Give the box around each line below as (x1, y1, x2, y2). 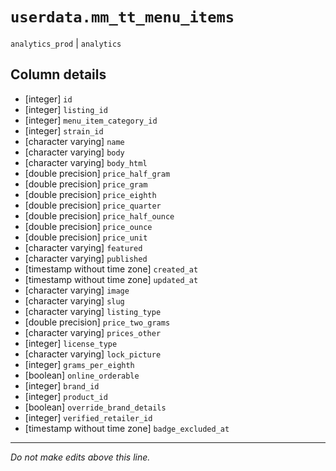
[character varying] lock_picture (24, 348, 162, 360)
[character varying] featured (24, 241, 143, 253)
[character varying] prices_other (24, 326, 162, 338)
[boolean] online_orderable (24, 369, 140, 381)
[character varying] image (24, 284, 130, 296)
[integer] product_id (24, 390, 108, 402)
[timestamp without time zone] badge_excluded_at (24, 422, 230, 434)
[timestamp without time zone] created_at (24, 263, 199, 275)
